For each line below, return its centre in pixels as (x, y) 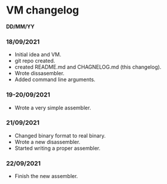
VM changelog (43, 10)
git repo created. (35, 61)
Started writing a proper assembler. (58, 148)
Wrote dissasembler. (39, 73)
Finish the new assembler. (46, 176)
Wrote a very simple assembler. (53, 108)
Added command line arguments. (55, 79)
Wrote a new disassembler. (47, 142)
